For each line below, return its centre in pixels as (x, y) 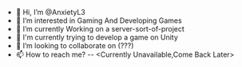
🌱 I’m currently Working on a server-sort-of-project (100, 29)
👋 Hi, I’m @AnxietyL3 (51, 12)
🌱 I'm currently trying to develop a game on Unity (97, 37)
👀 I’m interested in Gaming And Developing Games (99, 20)
